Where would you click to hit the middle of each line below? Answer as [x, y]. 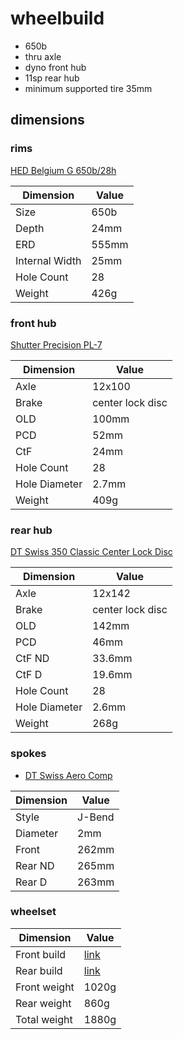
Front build [41, 954]
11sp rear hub [52, 78]
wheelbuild [57, 18]
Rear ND [35, 865]
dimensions [47, 120]
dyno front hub [55, 67]
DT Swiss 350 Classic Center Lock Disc [91, 552]
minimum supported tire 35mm [88, 88]
